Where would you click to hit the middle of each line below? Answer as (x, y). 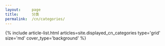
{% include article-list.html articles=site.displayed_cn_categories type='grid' (83, 33)
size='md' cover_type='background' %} (46, 38)
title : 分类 (22, 14)
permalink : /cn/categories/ (35, 19)
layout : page (23, 10)
